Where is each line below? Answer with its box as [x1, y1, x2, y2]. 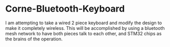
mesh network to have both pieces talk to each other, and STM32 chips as [5, 30, 162, 36]
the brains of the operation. [5, 36, 63, 42]
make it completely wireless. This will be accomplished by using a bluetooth [5, 25, 165, 31]
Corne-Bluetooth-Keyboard [5, 3, 125, 15]
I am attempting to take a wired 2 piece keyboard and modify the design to [5, 20, 162, 26]
